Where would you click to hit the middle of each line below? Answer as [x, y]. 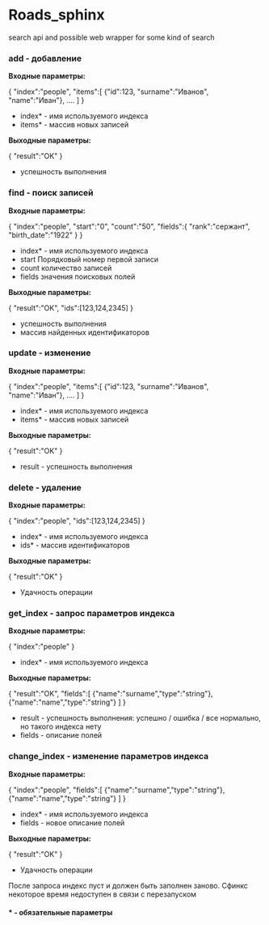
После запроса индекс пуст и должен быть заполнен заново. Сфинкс [128, 885]
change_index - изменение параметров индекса [109, 756]
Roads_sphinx [57, 15]
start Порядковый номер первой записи [89, 259]
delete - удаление [45, 487]
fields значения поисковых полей [78, 276]
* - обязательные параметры [61, 913]
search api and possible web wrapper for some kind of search [112, 37]
